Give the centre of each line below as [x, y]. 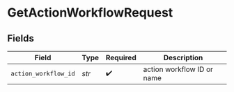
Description [183, 58]
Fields [21, 38]
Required [121, 58]
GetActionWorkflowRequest [90, 13]
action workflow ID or [178, 69]
